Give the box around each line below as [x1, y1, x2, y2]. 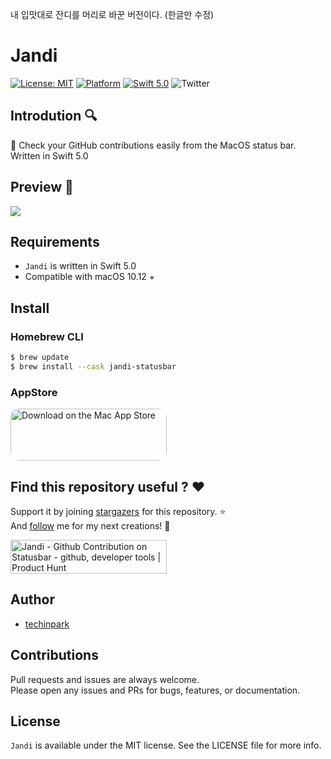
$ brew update [10, 353, 70, 363]
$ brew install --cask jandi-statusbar [10, 361, 177, 372]
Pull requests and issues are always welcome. [10, 673, 200, 685]
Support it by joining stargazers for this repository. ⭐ [10, 505, 227, 517]
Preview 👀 [10, 179, 74, 196]
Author [10, 591, 55, 608]
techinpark [24, 618, 70, 630]
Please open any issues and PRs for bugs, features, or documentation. [10, 684, 301, 696]
